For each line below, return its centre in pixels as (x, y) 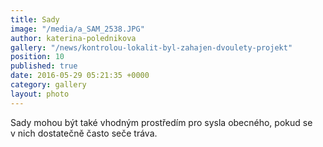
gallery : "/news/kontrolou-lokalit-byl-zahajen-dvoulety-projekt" (151, 47)
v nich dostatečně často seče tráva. (84, 133)
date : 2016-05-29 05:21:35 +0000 (80, 76)
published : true (44, 66)
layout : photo (40, 94)
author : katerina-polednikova (73, 38)
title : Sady (35, 19)
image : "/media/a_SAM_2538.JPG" (77, 29)
